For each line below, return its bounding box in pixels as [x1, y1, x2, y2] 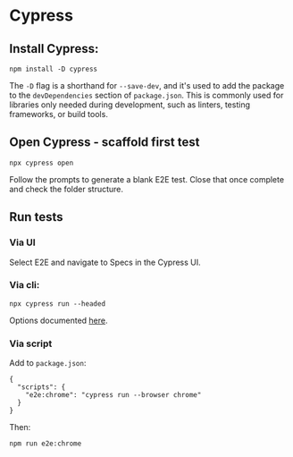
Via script [9, 337, 53, 350]
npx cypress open [9, 158, 74, 167]
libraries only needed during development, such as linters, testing [9, 99, 250, 110]
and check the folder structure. [9, 183, 123, 194]
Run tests [9, 209, 63, 224]
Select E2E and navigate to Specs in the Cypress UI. [9, 257, 201, 267]
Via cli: [9, 279, 40, 292]
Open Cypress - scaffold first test [9, 135, 200, 150]
